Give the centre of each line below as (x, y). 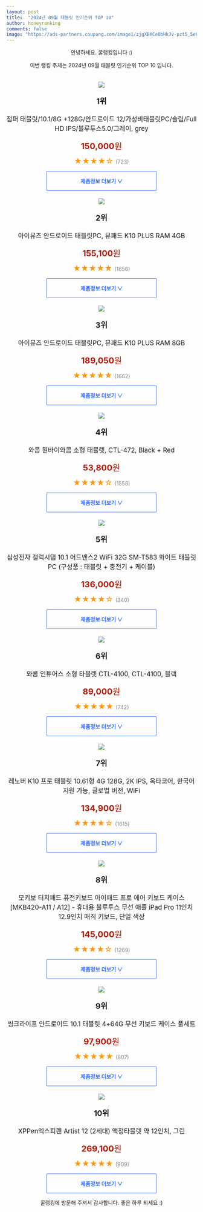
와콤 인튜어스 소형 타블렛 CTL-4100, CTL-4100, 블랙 (101, 674)
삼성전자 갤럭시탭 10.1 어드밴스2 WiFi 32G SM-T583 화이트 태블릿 (101, 558)
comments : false (27, 29)
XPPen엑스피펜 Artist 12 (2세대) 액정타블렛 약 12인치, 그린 (101, 1131)
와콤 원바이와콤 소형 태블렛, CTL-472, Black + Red (101, 450)
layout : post (23, 12)
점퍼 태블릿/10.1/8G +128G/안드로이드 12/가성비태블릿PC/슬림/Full (101, 119)
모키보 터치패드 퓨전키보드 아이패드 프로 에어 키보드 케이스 (101, 898)
